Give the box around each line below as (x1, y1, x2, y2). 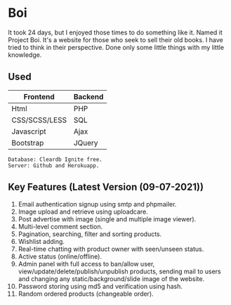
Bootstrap (11, 138, 44, 148)
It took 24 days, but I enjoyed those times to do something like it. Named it (8, 28, 223, 37)
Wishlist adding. (18, 237, 65, 245)
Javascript (11, 126, 46, 136)
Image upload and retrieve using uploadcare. (18, 207, 148, 216)
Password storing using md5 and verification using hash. (18, 282, 183, 290)
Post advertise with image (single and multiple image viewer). (18, 214, 197, 223)
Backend (73, 91, 104, 101)
